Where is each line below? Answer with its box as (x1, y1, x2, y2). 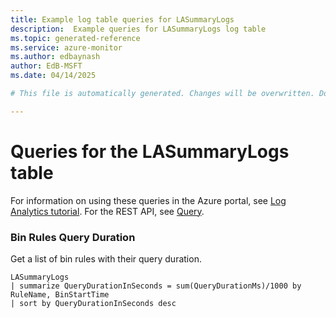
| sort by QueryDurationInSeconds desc (10, 298, 177, 308)
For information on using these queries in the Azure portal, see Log (10, 194, 287, 206)
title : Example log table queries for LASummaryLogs (10, 14, 235, 25)
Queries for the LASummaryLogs (10, 140, 290, 163)
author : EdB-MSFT (10, 61, 83, 71)
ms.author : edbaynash (10, 52, 101, 62)
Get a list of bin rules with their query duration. (10, 252, 202, 265)
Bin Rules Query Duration (10, 230, 136, 244)
